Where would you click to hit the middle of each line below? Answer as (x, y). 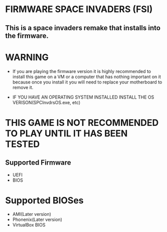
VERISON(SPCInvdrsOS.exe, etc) (46, 102)
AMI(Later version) (32, 214)
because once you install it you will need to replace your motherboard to (87, 82)
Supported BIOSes (44, 200)
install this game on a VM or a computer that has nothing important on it (87, 76)
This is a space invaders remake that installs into (83, 28)
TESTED (23, 144)
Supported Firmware (38, 163)
